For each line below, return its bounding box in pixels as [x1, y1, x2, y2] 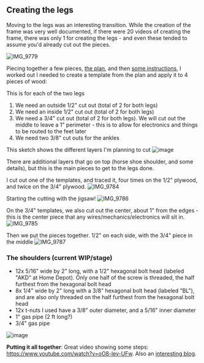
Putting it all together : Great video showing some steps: [6, 343, 149, 351]
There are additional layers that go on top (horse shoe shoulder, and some [6, 158, 194, 165]
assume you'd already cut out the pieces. [6, 41, 111, 48]
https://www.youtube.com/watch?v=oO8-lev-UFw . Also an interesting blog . [6, 350, 197, 357]
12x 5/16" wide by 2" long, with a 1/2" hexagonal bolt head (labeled [15, 267, 184, 275]
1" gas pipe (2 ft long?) [15, 313, 73, 321]
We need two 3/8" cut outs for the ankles [15, 134, 119, 141]
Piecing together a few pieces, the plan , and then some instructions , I [6, 64, 182, 72]
